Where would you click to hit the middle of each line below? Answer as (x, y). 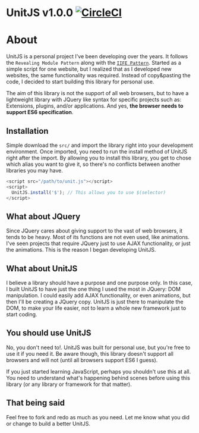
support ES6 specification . (40, 112)
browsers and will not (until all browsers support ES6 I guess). (82, 360)
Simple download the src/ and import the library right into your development (99, 145)
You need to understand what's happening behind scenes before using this (98, 378)
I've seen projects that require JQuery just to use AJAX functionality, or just (99, 243)
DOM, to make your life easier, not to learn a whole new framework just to (96, 308)
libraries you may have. (35, 170)
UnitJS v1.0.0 (40, 13)
